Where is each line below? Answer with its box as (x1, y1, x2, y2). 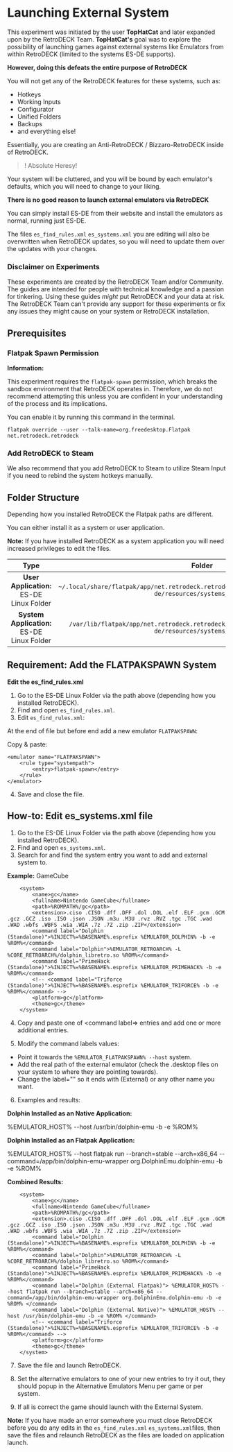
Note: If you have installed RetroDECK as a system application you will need (7, 537, 224, 545)
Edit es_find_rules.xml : (17, 713, 85, 721)
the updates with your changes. (7, 244, 98, 253)
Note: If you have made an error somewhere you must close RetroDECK (7, 1416, 213, 1424)
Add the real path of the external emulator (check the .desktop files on (17, 1060, 218, 1068)
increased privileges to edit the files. (7, 545, 112, 553)
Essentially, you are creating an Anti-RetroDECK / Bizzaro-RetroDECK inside (7, 140, 224, 148)
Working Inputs (17, 97, 61, 105)
